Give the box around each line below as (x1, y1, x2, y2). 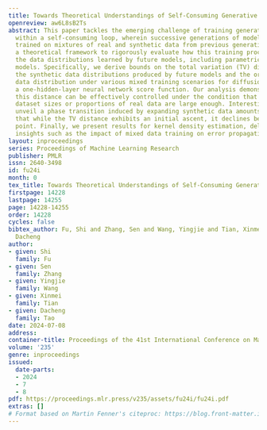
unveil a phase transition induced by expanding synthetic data (15, 108, 233, 116)
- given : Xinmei (8, 292, 62, 300)
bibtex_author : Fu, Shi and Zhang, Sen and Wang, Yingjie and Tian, (8, 225, 240, 234)
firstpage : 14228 (8, 188, 66, 197)
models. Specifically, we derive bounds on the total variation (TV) (15, 63, 250, 71)
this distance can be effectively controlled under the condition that (15, 93, 258, 101)
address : (8, 328, 37, 337)
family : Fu (15, 255, 52, 263)
